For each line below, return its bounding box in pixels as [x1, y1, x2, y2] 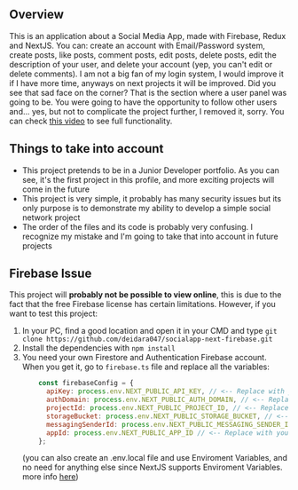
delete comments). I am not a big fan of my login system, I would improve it [9, 68, 284, 79]
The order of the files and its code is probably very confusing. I [21, 221, 254, 232]
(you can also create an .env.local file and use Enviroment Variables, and [21, 453, 288, 463]
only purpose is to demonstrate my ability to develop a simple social [21, 202, 271, 213]
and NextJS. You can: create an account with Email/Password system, [9, 40, 266, 51]
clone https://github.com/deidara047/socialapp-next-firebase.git [21, 335, 273, 344]
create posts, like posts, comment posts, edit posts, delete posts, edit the [9, 49, 277, 60]
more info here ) [21, 471, 79, 482]
